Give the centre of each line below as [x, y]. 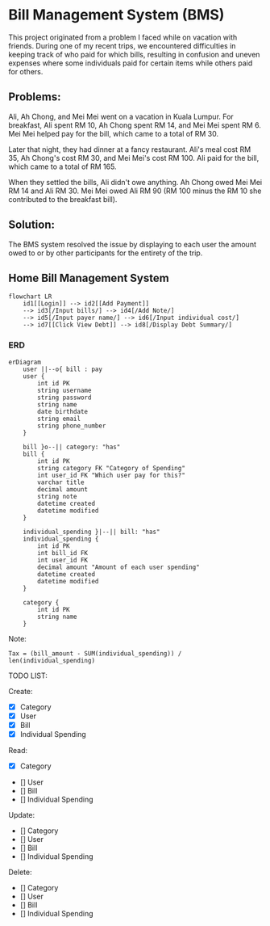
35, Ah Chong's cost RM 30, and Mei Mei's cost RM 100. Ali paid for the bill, [134, 158]
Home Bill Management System [89, 278]
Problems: [35, 97]
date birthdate [63, 411]
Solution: [31, 225]
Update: [22, 814]
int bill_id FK [63, 553]
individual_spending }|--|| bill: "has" [91, 532]
